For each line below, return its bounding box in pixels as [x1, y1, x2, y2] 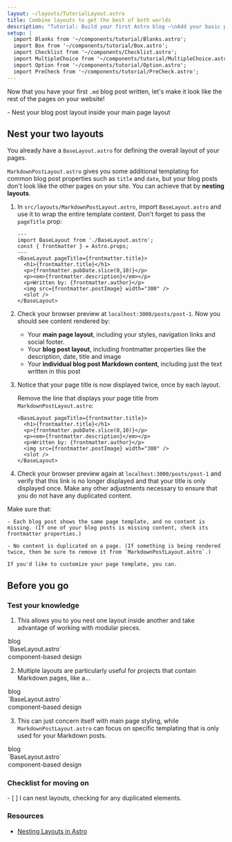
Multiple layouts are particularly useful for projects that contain [17, 667, 197, 674]
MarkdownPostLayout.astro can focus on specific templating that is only [17, 724, 220, 732]
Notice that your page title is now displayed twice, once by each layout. [17, 380, 221, 389]
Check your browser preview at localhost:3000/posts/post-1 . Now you [17, 310, 221, 318]
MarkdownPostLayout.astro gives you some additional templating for [7, 167, 199, 175]
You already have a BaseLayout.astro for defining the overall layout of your [7, 146, 220, 155]
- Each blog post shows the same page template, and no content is [7, 518, 206, 525]
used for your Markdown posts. [17, 732, 107, 739]
